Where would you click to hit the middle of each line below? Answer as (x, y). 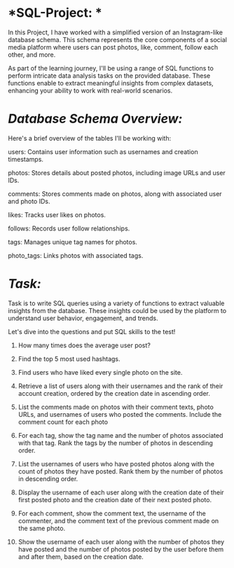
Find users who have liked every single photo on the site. (100, 372)
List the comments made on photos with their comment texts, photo (116, 407)
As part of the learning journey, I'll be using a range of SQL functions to (111, 68)
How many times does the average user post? (84, 345)
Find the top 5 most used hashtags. (69, 359)
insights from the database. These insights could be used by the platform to (117, 310)
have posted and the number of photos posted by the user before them (121, 549)
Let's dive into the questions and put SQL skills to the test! (92, 331)
